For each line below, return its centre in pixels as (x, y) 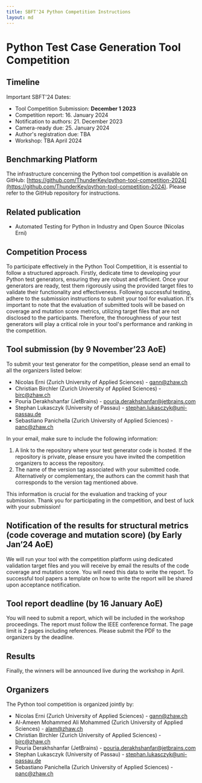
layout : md (20, 17)
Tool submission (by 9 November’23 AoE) (86, 349)
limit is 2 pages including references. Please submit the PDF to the (89, 631)
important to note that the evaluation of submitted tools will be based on (96, 304)
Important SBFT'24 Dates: (39, 96)
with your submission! (33, 506)
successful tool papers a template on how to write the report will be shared (99, 578)
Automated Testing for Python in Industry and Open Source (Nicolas (99, 227)
